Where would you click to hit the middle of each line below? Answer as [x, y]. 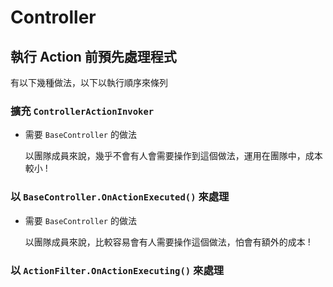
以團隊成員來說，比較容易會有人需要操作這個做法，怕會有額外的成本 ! [167, 242]
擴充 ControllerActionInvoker [82, 111]
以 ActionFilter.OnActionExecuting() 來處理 [117, 270]
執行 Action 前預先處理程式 [93, 56]
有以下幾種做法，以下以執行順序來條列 [89, 82]
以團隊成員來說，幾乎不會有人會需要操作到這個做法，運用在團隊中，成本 [173, 156]
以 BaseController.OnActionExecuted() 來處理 [120, 197]
